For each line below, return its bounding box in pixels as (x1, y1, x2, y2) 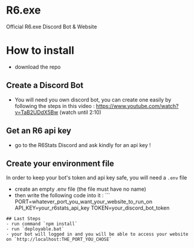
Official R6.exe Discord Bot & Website (6, 23, 97, 30)
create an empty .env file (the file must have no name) (14, 185, 146, 192)
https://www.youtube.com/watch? (96, 102, 179, 109)
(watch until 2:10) (59, 109, 101, 116)
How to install (6, 44, 75, 57)
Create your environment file (6, 158, 114, 168)
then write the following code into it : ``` (14, 192, 110, 199)
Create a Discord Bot (6, 80, 84, 90)
